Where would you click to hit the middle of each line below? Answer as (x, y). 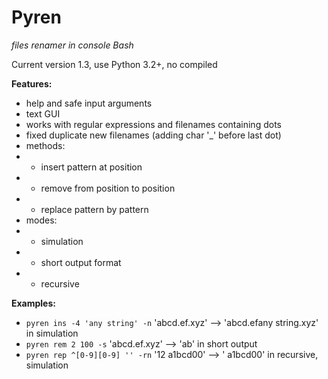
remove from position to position (108, 188)
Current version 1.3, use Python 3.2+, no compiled (114, 64)
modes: (41, 220)
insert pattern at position (91, 167)
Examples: (33, 303)
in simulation (52, 333)
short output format (81, 262)
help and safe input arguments (89, 103)
